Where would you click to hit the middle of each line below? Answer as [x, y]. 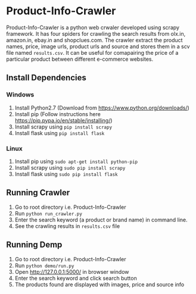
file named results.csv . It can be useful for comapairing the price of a [92, 52]
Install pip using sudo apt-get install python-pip [76, 161]
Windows [20, 95]
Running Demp [34, 245]
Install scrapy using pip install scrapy [63, 127]
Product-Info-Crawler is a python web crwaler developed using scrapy [93, 27]
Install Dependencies [46, 78]
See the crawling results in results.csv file [67, 226]
